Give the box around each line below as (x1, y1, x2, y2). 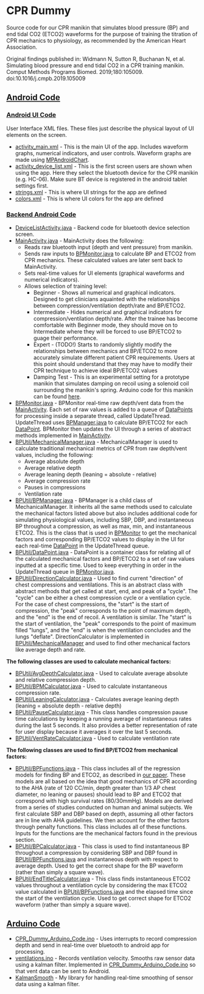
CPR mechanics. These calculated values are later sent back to (24, 256, 183, 263)
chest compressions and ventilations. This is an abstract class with (15, 581, 183, 588)
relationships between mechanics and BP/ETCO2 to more (33, 347, 178, 354)
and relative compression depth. (15, 676, 96, 683)
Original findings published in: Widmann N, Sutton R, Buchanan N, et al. (6, 55, 186, 62)
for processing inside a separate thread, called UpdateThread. (15, 412, 172, 419)
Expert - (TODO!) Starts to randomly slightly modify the (33, 340, 172, 348)
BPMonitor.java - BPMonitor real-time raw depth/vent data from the (15, 399, 185, 406)
